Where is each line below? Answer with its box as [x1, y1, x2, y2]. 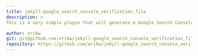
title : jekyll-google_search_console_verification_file [6, 8, 146, 15]
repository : [6, 41, 35, 47]
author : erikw [6, 30, 41, 36]
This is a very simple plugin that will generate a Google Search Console [6, 19, 194, 25]
